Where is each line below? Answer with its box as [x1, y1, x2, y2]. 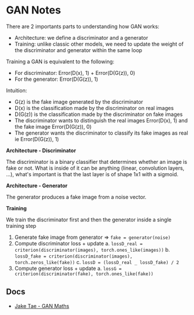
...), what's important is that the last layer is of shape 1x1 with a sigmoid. [6, 170, 179, 177]
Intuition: [6, 87, 27, 94]
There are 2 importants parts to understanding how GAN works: [6, 23, 160, 30]
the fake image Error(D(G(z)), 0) [14, 123, 92, 130]
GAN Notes [6, 4, 61, 17]
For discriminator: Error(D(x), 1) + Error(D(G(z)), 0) [14, 69, 136, 76]
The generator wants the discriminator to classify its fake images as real [14, 129, 188, 136]
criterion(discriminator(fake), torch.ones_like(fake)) [14, 271, 154, 277]
